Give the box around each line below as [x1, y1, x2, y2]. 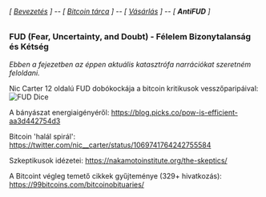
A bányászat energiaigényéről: [9, 107, 110, 117]
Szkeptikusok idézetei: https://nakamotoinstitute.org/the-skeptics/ [9, 155, 228, 165]
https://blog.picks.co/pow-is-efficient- [111, 107, 239, 117]
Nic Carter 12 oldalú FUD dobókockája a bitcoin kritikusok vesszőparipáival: [9, 83, 259, 93]
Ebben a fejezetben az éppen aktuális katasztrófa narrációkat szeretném [9, 59, 252, 69]
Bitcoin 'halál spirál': [9, 131, 76, 141]
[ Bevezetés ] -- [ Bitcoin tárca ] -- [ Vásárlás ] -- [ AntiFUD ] [9, 6, 211, 16]
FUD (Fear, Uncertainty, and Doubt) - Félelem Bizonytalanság [9, 31, 252, 42]
